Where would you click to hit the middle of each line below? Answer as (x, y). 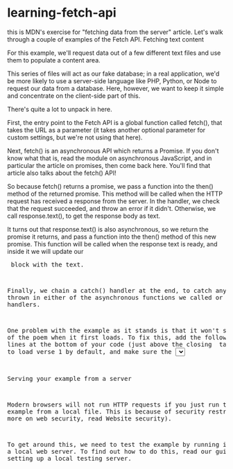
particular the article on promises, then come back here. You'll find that (109, 165)
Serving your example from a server (69, 378)
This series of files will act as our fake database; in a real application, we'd (113, 74)
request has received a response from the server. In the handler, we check (113, 201)
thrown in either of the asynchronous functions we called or (115, 297)
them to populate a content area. (54, 60)
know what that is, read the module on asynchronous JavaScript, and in (110, 158)
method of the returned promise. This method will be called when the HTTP (115, 194)
